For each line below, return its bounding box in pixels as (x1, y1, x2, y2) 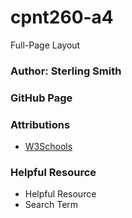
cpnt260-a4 (10, 6, 114, 29)
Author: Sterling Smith (10, 64, 122, 78)
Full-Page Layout (10, 39, 81, 51)
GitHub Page (10, 91, 73, 105)
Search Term (24, 199, 79, 211)
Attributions (10, 117, 71, 131)
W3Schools (24, 141, 73, 153)
